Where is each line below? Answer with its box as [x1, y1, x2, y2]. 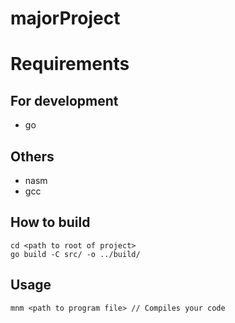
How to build [10, 214, 91, 231]
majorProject [10, 7, 121, 30]
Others [10, 148, 55, 165]
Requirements [10, 53, 130, 76]
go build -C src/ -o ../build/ [10, 249, 141, 259]
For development [10, 92, 119, 109]
